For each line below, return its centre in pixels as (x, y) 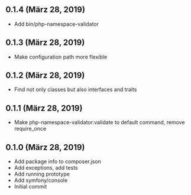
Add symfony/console (41, 180)
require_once (30, 129)
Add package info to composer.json (57, 161)
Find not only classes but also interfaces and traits (75, 90)
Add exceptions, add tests (46, 168)
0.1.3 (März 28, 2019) (45, 43)
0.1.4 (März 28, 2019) (45, 10)
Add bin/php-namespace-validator (56, 24)
